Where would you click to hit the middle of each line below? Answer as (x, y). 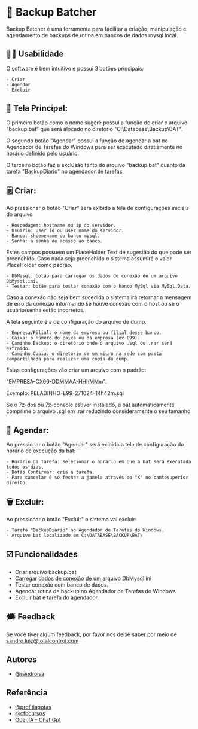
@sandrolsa (30, 674)
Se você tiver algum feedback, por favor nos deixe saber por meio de (92, 634)
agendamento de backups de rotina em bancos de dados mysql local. (92, 35)
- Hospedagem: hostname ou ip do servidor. (61, 226)
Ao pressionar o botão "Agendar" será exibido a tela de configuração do (95, 445)
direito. (17, 483)
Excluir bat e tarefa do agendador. (57, 597)
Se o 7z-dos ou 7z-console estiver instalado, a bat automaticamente (90, 405)
